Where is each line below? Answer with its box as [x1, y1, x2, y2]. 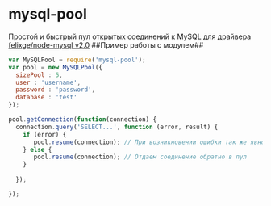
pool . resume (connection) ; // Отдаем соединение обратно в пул [33, 153, 248, 162]
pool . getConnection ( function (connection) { [8, 116, 157, 124]
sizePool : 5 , [15, 70, 63, 79]
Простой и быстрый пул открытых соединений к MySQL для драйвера [8, 32, 252, 41]
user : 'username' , [15, 78, 81, 86]
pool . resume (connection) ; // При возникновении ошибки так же [33, 138, 248, 146]
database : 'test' [15, 94, 78, 102]
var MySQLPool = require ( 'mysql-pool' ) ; [8, 56, 147, 64]
